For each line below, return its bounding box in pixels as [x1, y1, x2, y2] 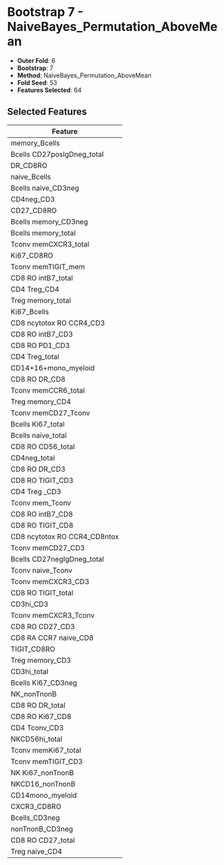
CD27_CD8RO [10, 206, 57, 215]
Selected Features [7, 106, 88, 118]
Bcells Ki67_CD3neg [10, 677, 77, 687]
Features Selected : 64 [17, 86, 82, 94]
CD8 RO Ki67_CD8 [10, 711, 72, 721]
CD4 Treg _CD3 [10, 486, 61, 496]
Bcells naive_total [10, 430, 67, 440]
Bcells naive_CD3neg [10, 183, 79, 192]
